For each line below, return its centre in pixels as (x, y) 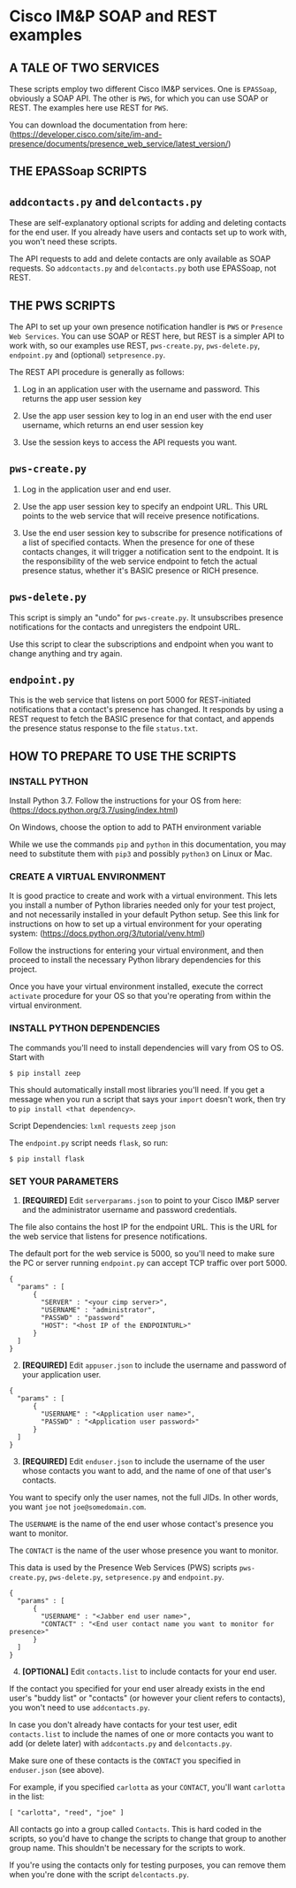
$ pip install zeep (45, 1073)
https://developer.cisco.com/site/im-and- (87, 134)
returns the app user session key (82, 399)
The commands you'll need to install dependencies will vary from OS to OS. (147, 1048)
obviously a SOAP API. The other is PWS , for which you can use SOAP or (139, 98)
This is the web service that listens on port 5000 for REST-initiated (130, 700)
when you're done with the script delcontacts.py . (99, 1875)
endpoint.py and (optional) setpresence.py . (87, 355)
